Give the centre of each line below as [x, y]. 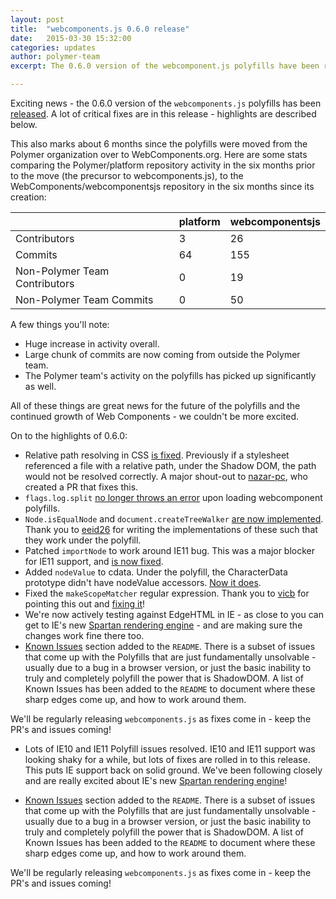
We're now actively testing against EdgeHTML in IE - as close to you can [174, 614]
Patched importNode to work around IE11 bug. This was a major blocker [170, 550]
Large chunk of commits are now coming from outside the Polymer [162, 354]
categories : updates [53, 47]
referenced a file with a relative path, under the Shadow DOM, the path [170, 465]
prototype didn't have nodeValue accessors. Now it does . [143, 582]
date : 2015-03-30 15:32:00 [71, 38]
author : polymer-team [55, 57]
